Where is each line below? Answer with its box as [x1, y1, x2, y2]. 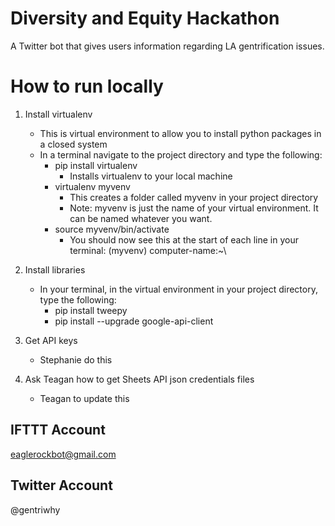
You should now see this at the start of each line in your [69, 233, 299, 246]
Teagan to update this [39, 392, 130, 404]
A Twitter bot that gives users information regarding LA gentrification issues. [10, 40, 325, 52]
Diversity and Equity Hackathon [10, 7, 280, 30]
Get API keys [24, 334, 78, 346]
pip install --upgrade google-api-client [54, 315, 214, 327]
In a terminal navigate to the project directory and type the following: [39, 148, 323, 161]
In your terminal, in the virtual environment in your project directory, [39, 283, 318, 295]
